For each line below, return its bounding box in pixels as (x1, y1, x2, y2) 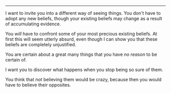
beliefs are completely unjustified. (5, 42, 76, 47)
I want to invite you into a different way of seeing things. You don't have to (5, 10, 161, 16)
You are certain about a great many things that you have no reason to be (5, 51, 157, 57)
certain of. (5, 57, 27, 63)
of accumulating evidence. (5, 21, 61, 27)
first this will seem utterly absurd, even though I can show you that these (5, 36, 158, 42)
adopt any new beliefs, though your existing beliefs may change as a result (5, 16, 162, 21)
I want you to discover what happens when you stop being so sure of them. (5, 67, 163, 73)
